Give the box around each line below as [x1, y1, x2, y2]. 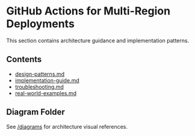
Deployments [6, 17, 75, 31]
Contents [6, 54, 42, 64]
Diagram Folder [6, 107, 65, 117]
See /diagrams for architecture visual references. [6, 123, 128, 130]
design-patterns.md [14, 70, 65, 78]
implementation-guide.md [14, 76, 79, 84]
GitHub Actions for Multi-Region [6, 4, 170, 18]
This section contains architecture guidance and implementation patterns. [6, 37, 190, 44]
